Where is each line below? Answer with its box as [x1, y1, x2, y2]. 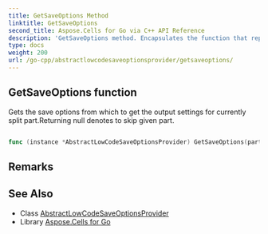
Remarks [8, 160, 54, 173]
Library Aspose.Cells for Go [19, 216, 111, 226]
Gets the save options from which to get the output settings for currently [8, 107, 246, 117]
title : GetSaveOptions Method [8, 11, 109, 20]
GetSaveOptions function [8, 85, 137, 100]
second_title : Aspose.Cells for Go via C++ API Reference [8, 26, 205, 34]
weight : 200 [8, 49, 48, 57]
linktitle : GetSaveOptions [8, 19, 98, 27]
